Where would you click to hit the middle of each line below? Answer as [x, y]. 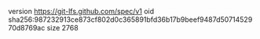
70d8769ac [27, 28]
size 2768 [62, 28]
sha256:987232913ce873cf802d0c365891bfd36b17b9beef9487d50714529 [130, 19]
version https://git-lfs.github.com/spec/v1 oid [81, 11]
